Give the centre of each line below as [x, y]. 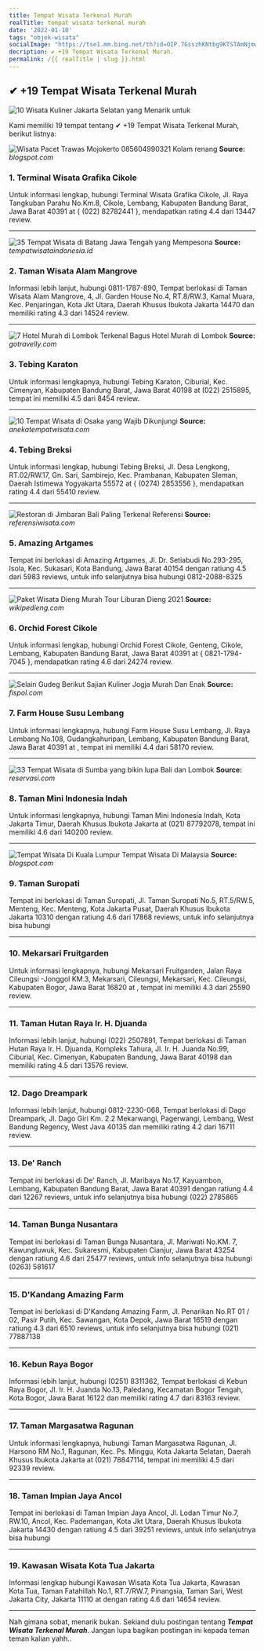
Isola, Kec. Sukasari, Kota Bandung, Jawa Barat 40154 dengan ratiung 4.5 [128, 569]
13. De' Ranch [35, 1163]
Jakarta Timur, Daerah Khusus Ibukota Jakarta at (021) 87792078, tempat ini [132, 824]
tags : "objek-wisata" [44, 37]
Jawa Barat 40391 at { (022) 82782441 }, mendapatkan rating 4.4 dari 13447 [132, 211]
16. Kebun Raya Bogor [51, 1364]
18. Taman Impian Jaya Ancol [65, 1495]
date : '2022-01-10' [41, 30]
